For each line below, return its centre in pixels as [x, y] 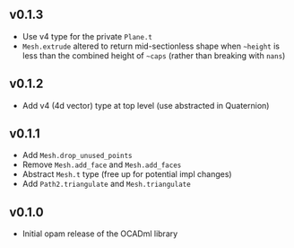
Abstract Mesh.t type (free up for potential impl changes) [127, 174]
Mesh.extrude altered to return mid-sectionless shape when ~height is [151, 46]
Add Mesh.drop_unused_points [77, 155]
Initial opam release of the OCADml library [100, 234]
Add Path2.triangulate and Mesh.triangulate [106, 184]
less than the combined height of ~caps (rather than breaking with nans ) [154, 55]
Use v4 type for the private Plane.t [87, 36]
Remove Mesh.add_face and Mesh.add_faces [102, 164]
